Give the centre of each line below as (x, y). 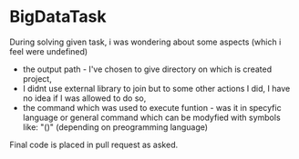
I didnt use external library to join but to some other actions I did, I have (156, 88)
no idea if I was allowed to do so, (84, 98)
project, (37, 78)
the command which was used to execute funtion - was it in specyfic (152, 107)
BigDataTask (58, 17)
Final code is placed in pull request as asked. (94, 144)
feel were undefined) (49, 51)
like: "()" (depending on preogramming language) (115, 127)
